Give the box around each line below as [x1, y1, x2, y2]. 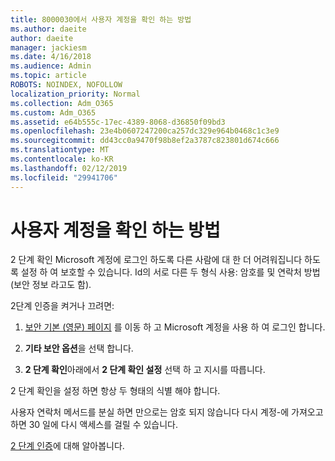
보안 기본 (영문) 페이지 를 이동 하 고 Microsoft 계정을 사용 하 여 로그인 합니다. [24, 321, 326, 333]
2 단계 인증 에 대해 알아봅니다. [10, 440, 125, 452]
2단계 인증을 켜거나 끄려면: [10, 300, 115, 312]
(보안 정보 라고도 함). [10, 279, 92, 291]
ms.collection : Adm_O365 [10, 98, 114, 108]
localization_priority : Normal [10, 89, 141, 99]
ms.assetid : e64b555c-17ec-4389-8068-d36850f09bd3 [10, 117, 226, 127]
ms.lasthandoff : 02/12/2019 [10, 163, 128, 173]
